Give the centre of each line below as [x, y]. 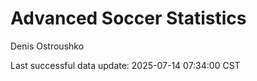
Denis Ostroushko [47, 46]
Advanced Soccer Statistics [128, 18]
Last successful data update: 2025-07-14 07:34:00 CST [125, 65]
